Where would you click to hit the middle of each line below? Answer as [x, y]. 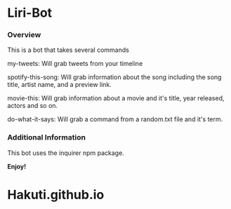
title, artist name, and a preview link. [60, 85]
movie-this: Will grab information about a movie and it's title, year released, [116, 98]
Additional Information [47, 137]
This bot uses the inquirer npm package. [66, 153]
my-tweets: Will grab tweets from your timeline [75, 64]
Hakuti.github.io [56, 195]
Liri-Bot [30, 13]
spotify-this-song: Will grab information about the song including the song [114, 77]
